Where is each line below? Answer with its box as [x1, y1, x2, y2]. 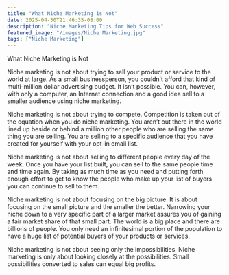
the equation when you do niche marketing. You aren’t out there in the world [7, 118, 223, 126]
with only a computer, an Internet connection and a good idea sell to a [7, 90, 204, 98]
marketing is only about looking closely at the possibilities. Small [7, 252, 189, 261]
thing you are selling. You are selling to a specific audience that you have [7, 132, 213, 141]
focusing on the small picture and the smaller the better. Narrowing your [7, 203, 210, 211]
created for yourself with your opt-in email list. [7, 140, 138, 148]
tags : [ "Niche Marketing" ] [7, 36, 84, 43]
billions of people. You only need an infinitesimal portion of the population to [7, 225, 223, 233]
